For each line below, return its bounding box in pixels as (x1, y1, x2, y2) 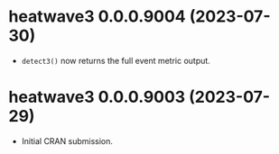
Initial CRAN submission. (21, 135, 114, 146)
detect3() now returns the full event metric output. (21, 55, 211, 66)
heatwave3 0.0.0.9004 (8, 6, 186, 27)
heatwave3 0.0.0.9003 (8, 87, 186, 107)
